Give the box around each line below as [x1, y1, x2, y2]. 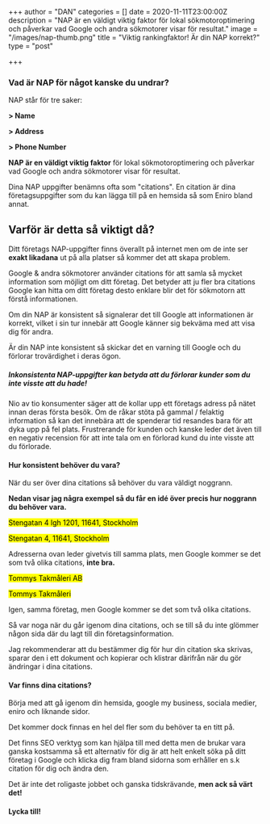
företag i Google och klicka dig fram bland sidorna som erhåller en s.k [8, 755, 240, 765]
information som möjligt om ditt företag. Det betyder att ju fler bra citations [8, 277, 256, 287]
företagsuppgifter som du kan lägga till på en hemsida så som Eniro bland [8, 191, 253, 200]
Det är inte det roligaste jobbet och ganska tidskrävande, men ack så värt [8, 780, 253, 789]
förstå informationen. [8, 294, 78, 304]
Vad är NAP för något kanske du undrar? [8, 77, 169, 88]
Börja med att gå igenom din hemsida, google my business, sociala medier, [8, 698, 257, 708]
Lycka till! [8, 807, 42, 817]
